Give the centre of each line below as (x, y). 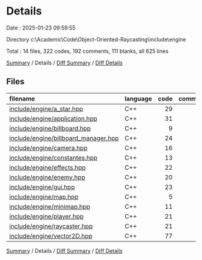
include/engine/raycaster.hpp (51, 226)
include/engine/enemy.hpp (47, 177)
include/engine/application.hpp (53, 119)
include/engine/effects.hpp (47, 167)
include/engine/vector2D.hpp (51, 236)
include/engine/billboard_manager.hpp (64, 138)
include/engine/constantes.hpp (54, 158)
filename (22, 99)
